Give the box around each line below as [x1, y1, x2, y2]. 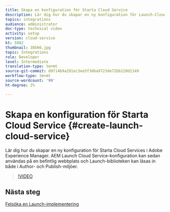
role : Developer [5, 54, 39, 60]
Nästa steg [5, 188, 40, 196]
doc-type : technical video [5, 26, 62, 31]
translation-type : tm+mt [5, 64, 58, 69]
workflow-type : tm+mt [5, 73, 51, 78]
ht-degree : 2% [5, 82, 35, 88]
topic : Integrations [5, 50, 49, 55]
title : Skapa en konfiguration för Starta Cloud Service [5, 7, 128, 13]
